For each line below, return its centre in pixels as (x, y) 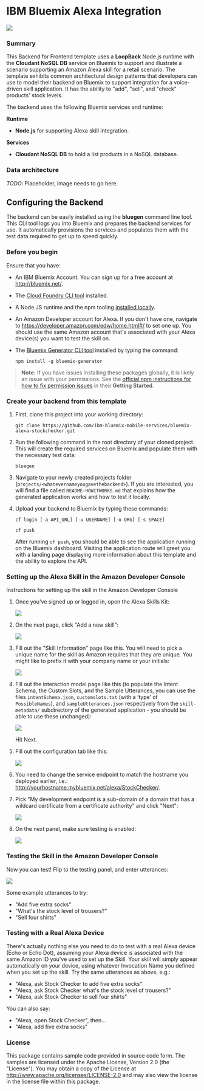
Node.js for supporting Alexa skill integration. (72, 131)
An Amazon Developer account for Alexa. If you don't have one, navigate (106, 319)
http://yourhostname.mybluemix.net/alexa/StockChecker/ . (88, 788)
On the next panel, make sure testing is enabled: (76, 829)
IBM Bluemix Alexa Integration (84, 11)
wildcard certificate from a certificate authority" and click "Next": (97, 806)
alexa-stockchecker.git (45, 431)
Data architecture (33, 170)
